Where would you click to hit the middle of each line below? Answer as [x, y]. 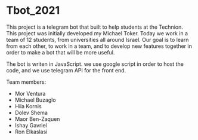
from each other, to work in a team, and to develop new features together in [99, 46]
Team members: [26, 82]
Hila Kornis [28, 106]
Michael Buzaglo [35, 100]
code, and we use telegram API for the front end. [66, 70]
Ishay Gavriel [31, 125]
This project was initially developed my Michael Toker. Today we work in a [97, 33]
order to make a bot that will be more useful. [61, 52]
